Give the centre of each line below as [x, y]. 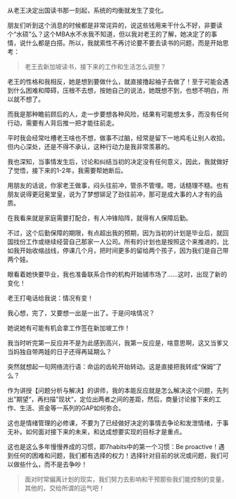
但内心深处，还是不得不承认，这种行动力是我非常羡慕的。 [90, 147]
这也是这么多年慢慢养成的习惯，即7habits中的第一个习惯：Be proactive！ [113, 447]
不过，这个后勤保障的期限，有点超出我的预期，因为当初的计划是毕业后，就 [115, 233]
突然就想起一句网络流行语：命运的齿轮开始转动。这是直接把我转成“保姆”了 [115, 367]
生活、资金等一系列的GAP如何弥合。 [72, 408]
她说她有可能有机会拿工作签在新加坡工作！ [69, 328]
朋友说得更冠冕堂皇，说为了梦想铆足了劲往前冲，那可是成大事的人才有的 [112, 194]
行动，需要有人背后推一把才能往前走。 [63, 123]
